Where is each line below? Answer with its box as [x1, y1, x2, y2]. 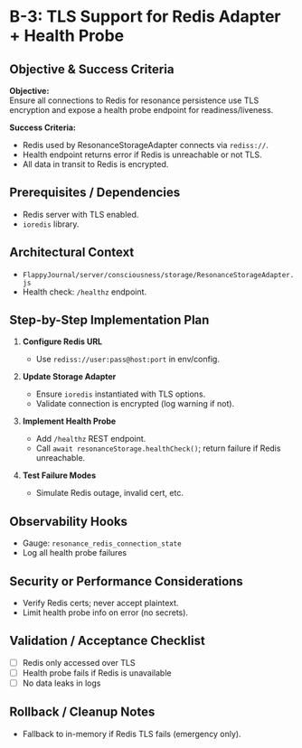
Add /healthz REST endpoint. [35, 434, 146, 444]
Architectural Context [9, 245, 135, 260]
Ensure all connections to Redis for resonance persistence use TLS [9, 95, 260, 106]
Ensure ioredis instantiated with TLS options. [35, 388, 206, 399]
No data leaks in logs [22, 678, 101, 688]
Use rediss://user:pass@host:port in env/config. [35, 354, 220, 365]
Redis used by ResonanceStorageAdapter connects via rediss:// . [22, 140, 269, 150]
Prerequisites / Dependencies [9, 185, 181, 201]
